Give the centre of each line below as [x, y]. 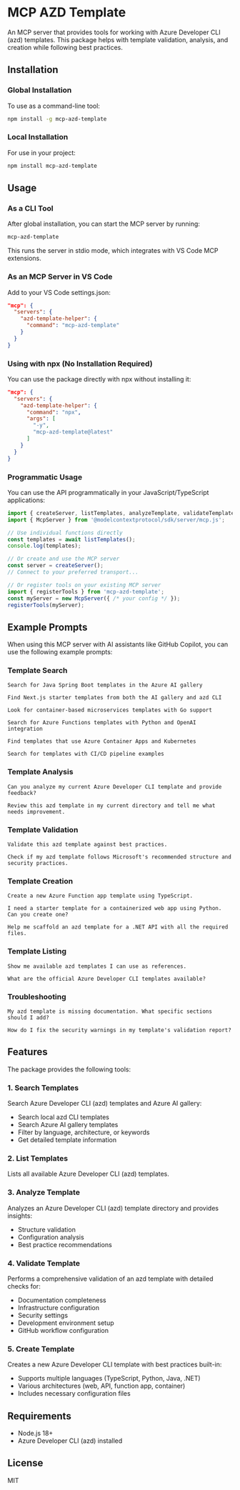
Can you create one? [38, 915]
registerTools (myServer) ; [46, 605]
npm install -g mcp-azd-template [57, 119]
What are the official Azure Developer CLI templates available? [106, 979]
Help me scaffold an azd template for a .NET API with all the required [118, 927]
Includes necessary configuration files [74, 1394]
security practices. [38, 864]
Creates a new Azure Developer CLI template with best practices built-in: [115, 1364]
